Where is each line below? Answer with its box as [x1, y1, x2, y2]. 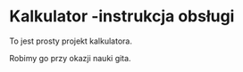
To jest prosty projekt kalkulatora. [9, 36, 132, 46]
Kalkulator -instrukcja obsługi [9, 6, 235, 27]
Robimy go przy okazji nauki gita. [9, 52, 131, 63]
